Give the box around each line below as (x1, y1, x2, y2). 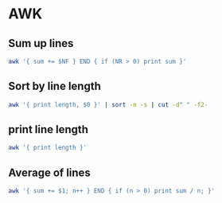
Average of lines (8, 166, 92, 179)
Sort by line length (8, 80, 102, 93)
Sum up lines (8, 37, 74, 50)
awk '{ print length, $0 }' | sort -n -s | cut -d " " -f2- (8, 100, 208, 108)
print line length (8, 123, 89, 136)
